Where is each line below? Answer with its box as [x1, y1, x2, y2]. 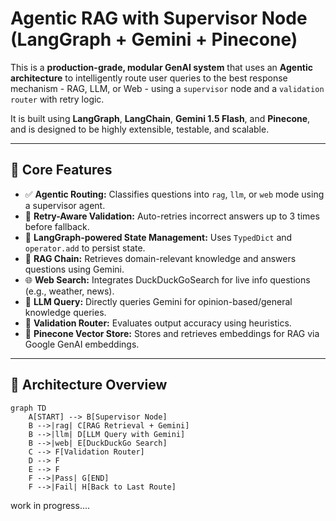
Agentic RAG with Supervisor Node [10, 7, 308, 30]
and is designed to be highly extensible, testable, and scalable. [10, 123, 270, 135]
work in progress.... [10, 499, 91, 511]
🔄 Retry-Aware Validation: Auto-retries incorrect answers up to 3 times [24, 210, 320, 222]
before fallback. [24, 220, 90, 232]
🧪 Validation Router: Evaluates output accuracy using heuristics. [24, 317, 292, 329]
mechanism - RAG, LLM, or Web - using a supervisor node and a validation [10, 82, 325, 94]
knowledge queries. [24, 306, 107, 318]
